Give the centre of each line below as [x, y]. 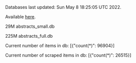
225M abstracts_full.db [29, 36]
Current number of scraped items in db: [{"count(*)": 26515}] [68, 55]
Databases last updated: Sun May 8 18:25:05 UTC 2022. [63, 7]
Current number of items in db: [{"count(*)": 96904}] [60, 46]
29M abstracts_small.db [30, 26]
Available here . [21, 17]
